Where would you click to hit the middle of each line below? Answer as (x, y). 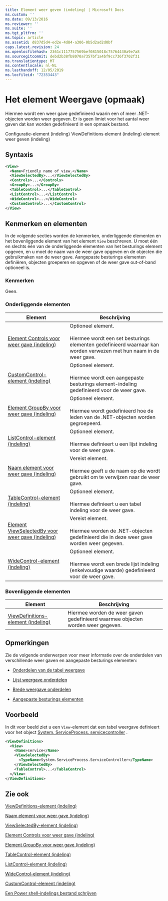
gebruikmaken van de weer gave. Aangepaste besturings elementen (75, 257)
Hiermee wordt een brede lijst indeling (114, 564)
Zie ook (17, 794)
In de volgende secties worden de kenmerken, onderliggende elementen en (83, 236)
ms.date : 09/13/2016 (27, 19)
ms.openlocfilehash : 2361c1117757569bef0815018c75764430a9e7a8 (72, 51)
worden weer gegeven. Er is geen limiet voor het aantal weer (87, 118)
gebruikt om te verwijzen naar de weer (115, 477)
